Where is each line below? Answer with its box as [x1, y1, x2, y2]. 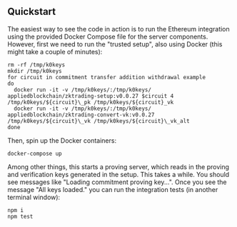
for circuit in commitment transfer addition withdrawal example [7, 74, 206, 81]
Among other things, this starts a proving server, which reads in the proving [7, 162, 230, 171]
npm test [7, 213, 34, 220]
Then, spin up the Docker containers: [7, 136, 116, 145]
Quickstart [7, 6, 56, 18]
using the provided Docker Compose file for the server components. [7, 32, 208, 41]
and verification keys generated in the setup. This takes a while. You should [7, 170, 230, 178]
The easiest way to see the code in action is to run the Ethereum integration [7, 24, 230, 33]
